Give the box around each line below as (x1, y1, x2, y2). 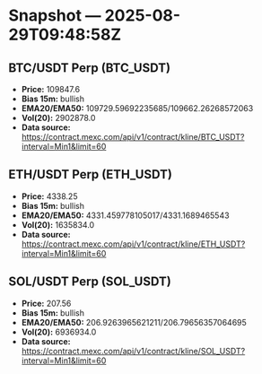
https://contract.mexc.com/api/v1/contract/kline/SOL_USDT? (21, 345, 246, 356)
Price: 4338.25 (21, 190, 78, 202)
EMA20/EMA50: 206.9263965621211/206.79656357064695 (21, 317, 248, 327)
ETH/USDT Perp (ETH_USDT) (8, 167, 172, 182)
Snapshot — (8, 5, 101, 26)
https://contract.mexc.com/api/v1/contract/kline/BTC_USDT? (21, 132, 245, 142)
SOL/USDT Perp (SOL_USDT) (8, 274, 171, 290)
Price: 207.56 (21, 298, 72, 309)
